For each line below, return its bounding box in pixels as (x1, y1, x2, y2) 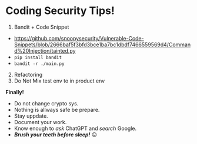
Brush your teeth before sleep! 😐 (14, 131, 98, 138)
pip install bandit (14, 54, 62, 60)
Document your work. (14, 118, 67, 125)
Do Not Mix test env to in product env (14, 77, 105, 84)
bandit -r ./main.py (14, 60, 65, 67)
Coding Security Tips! (5, 4, 115, 18)
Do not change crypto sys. (14, 100, 79, 107)
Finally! (5, 88, 24, 95)
